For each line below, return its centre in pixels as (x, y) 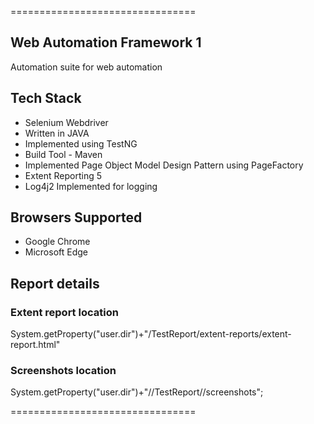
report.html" (35, 345)
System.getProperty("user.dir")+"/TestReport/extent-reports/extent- (151, 334)
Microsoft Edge (56, 252)
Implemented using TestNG (81, 143)
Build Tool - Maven (63, 154)
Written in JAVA (57, 133)
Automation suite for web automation (86, 67)
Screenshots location (63, 371)
